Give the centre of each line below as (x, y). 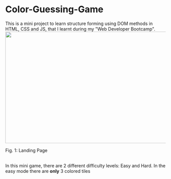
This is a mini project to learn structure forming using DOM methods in (79, 23)
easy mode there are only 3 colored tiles (48, 171)
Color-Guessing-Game (54, 9)
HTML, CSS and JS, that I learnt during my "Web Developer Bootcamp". (80, 29)
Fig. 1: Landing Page (26, 150)
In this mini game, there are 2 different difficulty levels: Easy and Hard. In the (85, 165)
